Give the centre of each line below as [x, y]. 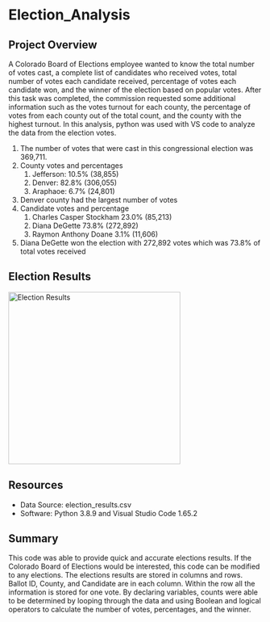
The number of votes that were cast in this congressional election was [137, 148]
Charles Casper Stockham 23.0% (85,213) [102, 217]
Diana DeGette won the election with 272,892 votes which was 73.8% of [140, 243]
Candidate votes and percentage [75, 208]
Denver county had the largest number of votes [99, 200]
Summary [33, 539]
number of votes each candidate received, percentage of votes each [123, 81]
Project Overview [53, 45]
